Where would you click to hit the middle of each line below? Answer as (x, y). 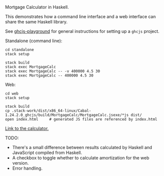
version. (20, 163)
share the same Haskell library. (36, 22)
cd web (12, 94)
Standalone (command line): (34, 41)
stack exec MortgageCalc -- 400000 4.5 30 (49, 75)
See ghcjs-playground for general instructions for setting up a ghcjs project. (82, 31)
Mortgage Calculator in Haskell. (37, 7)
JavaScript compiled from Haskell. (47, 152)
